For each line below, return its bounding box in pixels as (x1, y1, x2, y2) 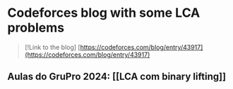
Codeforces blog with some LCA (7, 5, 201, 21)
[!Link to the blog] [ (24, 43, 80, 51)
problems (7, 20, 65, 36)
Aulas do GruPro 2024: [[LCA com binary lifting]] (7, 71, 227, 83)
